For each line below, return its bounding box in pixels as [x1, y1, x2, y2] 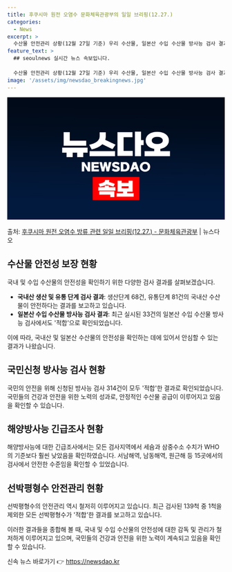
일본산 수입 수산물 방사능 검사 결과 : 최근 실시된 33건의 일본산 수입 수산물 [17, 310, 211, 318]
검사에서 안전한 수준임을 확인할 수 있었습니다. [7, 460, 129, 468]
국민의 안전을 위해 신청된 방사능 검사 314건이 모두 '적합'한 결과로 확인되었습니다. [7, 384, 224, 392]
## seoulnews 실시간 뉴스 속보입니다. [13, 55, 110, 62]
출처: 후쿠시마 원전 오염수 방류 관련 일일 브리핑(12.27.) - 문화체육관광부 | [7, 228, 202, 235]
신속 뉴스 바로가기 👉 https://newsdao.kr [7, 557, 120, 566]
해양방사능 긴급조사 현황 [7, 423, 104, 435]
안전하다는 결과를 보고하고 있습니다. [30, 301, 126, 309]
